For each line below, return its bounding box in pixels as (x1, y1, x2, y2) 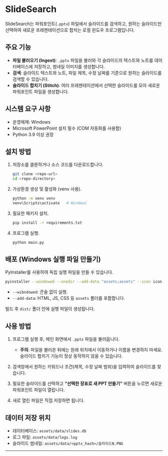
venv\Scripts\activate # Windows (12, 201, 87, 206)
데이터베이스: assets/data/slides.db (12, 427, 86, 433)
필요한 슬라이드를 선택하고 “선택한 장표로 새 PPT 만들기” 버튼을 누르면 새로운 (12, 380, 162, 386)
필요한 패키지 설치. (12, 210, 49, 216)
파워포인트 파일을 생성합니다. (12, 89, 69, 95)
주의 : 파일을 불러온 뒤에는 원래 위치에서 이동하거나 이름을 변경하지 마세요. (19, 347, 163, 353)
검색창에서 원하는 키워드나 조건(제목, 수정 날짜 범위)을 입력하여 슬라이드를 (12, 364, 156, 370)
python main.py (12, 240, 44, 245)
